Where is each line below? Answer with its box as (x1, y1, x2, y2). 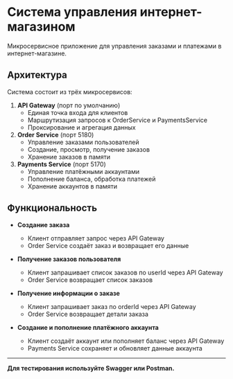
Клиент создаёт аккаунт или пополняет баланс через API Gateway (27, 337, 225, 345)
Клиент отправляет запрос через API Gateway (27, 233, 165, 243)
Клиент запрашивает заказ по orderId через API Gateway (27, 302, 196, 310)
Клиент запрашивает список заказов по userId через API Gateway (27, 268, 223, 276)
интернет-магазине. (7, 49, 67, 58)
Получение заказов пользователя (17, 254, 121, 263)
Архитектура (7, 69, 68, 81)
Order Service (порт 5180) (17, 130, 94, 139)
